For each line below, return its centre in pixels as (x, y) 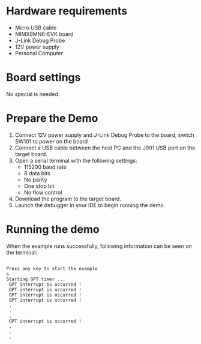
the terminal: (22, 252)
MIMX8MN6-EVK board (44, 34)
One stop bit (39, 186)
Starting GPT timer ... (36, 279)
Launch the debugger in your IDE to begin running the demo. (90, 205)
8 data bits (37, 173)
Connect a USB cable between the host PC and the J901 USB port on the (105, 148)
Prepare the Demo (52, 119)
